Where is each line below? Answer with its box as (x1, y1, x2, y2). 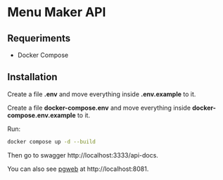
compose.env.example (7, 110, 76, 120)
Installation (7, 71, 58, 83)
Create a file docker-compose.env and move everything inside (7, 103, 191, 112)
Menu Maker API (7, 4, 106, 20)
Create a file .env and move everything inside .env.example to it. (7, 89, 196, 98)
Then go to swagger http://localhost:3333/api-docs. (7, 150, 158, 159)
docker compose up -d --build (7, 138, 96, 145)
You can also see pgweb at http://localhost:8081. (7, 165, 149, 173)
